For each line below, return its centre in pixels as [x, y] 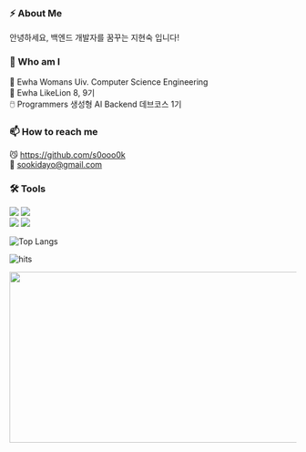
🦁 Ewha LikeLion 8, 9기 [52, 92]
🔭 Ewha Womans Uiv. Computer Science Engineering [109, 82]
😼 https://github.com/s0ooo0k [67, 154]
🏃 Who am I [35, 62]
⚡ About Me [36, 13]
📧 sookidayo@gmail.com [56, 164]
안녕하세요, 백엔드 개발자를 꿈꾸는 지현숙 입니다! [95, 37]
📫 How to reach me [54, 131]
